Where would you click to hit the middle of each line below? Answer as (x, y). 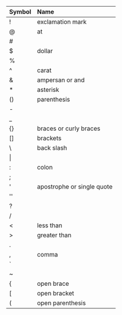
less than (49, 225)
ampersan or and (61, 80)
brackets (49, 138)
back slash (52, 148)
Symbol (20, 12)
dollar (45, 51)
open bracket (55, 293)
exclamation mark (62, 22)
